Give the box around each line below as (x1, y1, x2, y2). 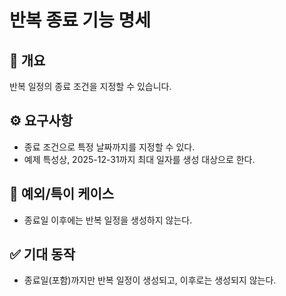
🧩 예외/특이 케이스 (9, 186, 115, 203)
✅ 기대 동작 (9, 246, 76, 263)
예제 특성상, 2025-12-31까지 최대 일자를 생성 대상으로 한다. (23, 153, 256, 165)
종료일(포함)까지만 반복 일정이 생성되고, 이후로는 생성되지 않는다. (23, 274, 277, 286)
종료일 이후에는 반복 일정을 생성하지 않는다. (23, 214, 193, 226)
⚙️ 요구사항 (9, 112, 74, 130)
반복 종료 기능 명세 (9, 9, 151, 32)
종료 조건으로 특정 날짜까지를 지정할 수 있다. (23, 141, 196, 153)
